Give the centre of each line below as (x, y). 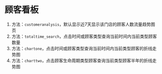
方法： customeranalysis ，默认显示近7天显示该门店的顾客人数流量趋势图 (83, 24)
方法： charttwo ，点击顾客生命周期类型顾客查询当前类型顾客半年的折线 (82, 60)
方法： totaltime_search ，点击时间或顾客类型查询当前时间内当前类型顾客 (84, 36)
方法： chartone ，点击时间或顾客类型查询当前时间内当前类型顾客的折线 (82, 48)
